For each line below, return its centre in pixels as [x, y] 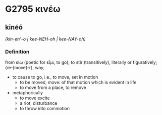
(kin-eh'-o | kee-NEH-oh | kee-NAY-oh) [45, 39]
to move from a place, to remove [53, 87]
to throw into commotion [45, 109]
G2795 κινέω [33, 9]
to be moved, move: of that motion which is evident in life [78, 83]
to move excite [35, 98]
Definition [17, 52]
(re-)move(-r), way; [25, 68]
